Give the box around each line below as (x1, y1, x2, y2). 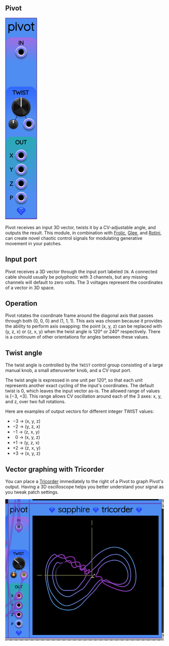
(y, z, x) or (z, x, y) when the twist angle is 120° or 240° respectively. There (5, 329, 161, 335)
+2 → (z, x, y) (12, 445, 41, 451)
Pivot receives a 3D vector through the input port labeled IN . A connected (5, 268, 157, 275)
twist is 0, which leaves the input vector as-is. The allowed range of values (5, 388, 160, 394)
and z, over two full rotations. (5, 399, 66, 405)
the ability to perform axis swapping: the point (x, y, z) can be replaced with (5, 323, 162, 330)
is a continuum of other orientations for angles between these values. (5, 334, 149, 340)
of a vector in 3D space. (5, 285, 55, 291)
